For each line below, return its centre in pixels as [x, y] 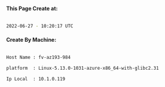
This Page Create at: [32, 8]
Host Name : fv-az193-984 [38, 58]
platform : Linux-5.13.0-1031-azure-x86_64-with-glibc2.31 [83, 69]
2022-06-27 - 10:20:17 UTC [40, 26]
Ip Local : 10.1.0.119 [36, 79]
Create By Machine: [31, 39]
